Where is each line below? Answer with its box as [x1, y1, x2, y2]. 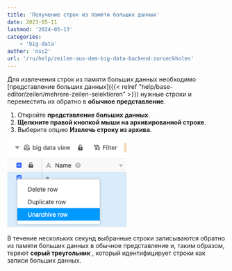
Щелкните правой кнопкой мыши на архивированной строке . [17, 118, 206, 126]
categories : [7, 33, 42, 40]
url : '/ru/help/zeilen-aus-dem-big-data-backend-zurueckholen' [7, 56, 194, 63]
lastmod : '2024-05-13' [7, 26, 73, 33]
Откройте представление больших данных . [17, 110, 151, 119]
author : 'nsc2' [7, 48, 51, 55]
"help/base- [138, 82, 174, 90]
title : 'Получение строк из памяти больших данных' [7, 11, 160, 18]
